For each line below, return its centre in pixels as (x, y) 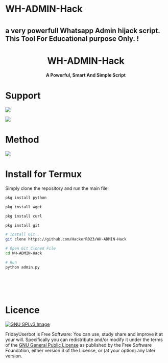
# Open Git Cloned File (31, 249)
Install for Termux (44, 174)
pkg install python (26, 198)
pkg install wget (24, 207)
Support (23, 96)
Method (22, 140)
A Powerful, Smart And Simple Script (86, 75)
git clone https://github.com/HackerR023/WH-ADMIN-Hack (66, 239)
